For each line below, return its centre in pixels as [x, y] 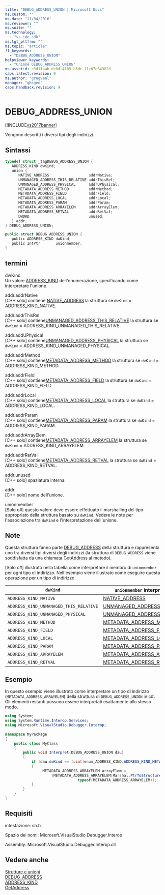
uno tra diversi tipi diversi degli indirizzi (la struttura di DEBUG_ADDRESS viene [81, 552]
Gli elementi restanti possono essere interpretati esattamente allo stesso [78, 702]
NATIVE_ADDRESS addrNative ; [65, 175]
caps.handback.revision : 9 [33, 87]
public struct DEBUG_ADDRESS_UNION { [44, 234]
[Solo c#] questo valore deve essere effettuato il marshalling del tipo [74, 510]
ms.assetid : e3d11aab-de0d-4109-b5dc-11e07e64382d [58, 69]
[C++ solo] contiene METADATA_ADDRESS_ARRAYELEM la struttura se [76, 440]
